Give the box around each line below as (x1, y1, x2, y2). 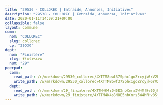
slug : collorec (9, 39, 40, 44)
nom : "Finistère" (9, 52, 45, 57)
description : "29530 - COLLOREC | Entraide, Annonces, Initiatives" (5, 12, 147, 16)
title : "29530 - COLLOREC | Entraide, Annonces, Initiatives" (5, 7, 133, 12)
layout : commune (5, 25, 38, 30)
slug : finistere (9, 57, 42, 61)
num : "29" (9, 61, 29, 66)
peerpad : (5, 66, 23, 71)
